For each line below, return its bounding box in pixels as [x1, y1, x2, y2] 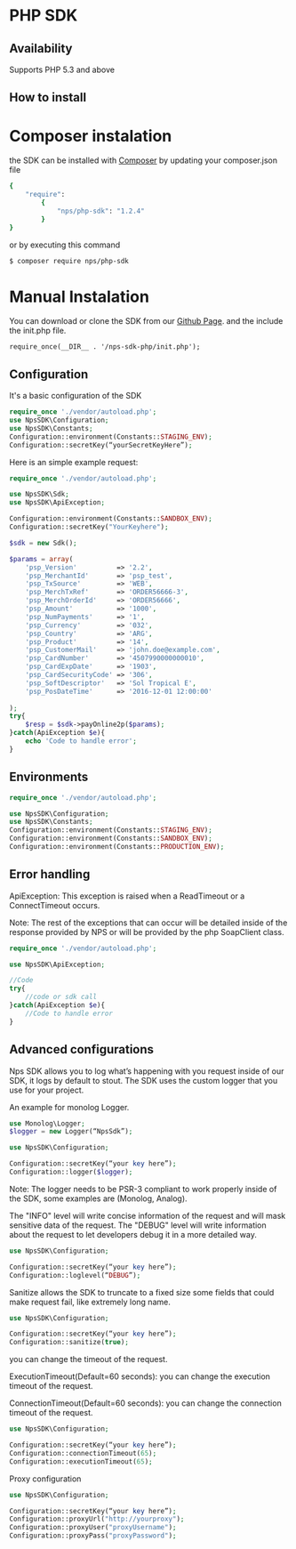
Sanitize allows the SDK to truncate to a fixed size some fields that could [9, 1287, 275, 1297]
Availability [9, 41, 73, 56]
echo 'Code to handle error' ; [25, 737, 138, 746]
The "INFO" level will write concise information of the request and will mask [9, 1210, 286, 1221]
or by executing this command [9, 239, 121, 250]
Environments [9, 770, 89, 785]
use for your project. [9, 1085, 84, 1095]
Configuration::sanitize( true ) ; [9, 1338, 129, 1347]
